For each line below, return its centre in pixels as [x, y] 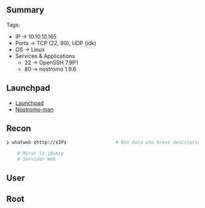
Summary [25, 10]
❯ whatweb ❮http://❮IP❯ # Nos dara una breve [88, 143]
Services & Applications [45, 56]
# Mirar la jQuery [41, 154]
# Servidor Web [37, 159]
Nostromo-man [34, 109]
